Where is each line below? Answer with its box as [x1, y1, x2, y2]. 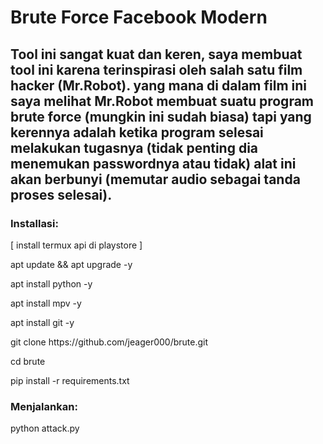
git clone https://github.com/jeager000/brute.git [10, 336, 209, 348]
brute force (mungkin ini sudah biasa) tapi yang [10, 108, 312, 125]
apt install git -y [10, 316, 75, 328]
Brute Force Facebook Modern [10, 6, 268, 29]
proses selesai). [10, 186, 113, 203]
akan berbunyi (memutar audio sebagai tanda [10, 171, 301, 188]
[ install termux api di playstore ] [10, 239, 143, 251]
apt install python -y [10, 277, 93, 290]
